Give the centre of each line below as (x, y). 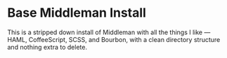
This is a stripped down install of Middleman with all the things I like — (109, 32)
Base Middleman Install (77, 13)
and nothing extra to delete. (47, 47)
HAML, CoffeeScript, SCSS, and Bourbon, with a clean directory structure (114, 39)
